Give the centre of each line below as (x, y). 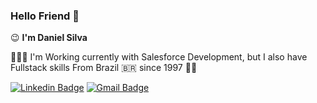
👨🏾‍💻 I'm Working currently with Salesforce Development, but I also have (159, 57)
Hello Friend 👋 (45, 16)
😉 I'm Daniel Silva (49, 38)
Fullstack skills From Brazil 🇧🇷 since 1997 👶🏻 (104, 68)
